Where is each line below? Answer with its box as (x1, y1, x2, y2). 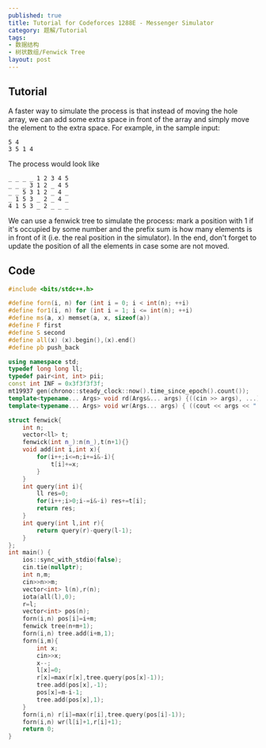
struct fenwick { (8, 416, 62, 424)
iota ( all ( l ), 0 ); (22, 593, 77, 601)
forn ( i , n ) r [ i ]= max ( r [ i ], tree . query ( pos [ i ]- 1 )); (22, 710, 186, 719)
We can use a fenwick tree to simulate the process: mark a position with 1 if (8, 215, 254, 226)
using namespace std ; (8, 358, 80, 366)
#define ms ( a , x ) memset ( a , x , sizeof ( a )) (8, 314, 150, 322)
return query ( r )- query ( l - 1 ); (36, 526, 133, 534)
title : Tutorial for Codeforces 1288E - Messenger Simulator (8, 19, 215, 27)
